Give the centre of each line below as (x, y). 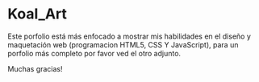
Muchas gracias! (35, 68)
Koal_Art (38, 14)
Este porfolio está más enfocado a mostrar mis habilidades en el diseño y (129, 36)
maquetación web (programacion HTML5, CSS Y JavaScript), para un (123, 44)
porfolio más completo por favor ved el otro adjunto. (94, 53)
